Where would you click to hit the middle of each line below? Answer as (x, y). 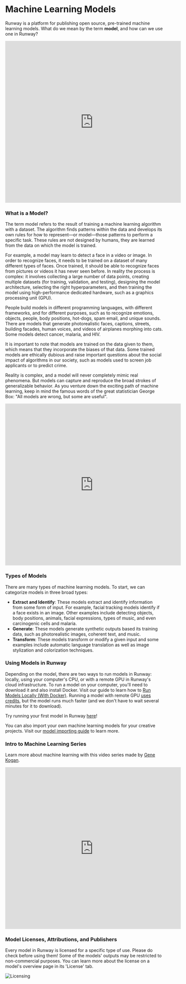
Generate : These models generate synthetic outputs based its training (85, 629)
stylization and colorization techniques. (53, 650)
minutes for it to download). (34, 706)
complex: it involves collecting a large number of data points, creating (77, 277)
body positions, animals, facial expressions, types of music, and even (84, 618)
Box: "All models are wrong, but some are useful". (56, 397)
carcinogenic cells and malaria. (45, 623)
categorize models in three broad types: (47, 592)
